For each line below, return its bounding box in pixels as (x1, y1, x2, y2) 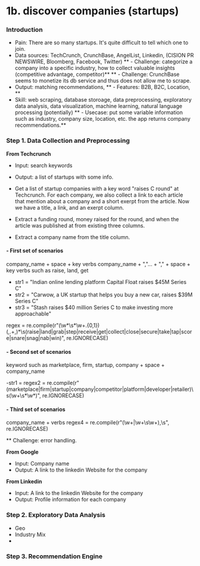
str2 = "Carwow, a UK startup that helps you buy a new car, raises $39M (14, 291, 193, 298)
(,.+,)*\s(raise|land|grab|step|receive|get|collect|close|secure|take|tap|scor (6, 328, 192, 335)
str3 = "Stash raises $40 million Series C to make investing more (14, 304, 174, 311)
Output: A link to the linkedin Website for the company (14, 466, 148, 473)
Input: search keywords (14, 161, 73, 169)
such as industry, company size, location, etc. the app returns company (14, 115, 190, 123)
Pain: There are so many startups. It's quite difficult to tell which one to (14, 39, 189, 46)
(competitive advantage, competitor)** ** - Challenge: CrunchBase (14, 71, 180, 78)
